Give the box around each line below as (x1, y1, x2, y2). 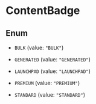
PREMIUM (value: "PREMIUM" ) (14, 80, 80, 86)
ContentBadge (5, 4, 80, 18)
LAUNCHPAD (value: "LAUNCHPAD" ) (14, 68, 91, 75)
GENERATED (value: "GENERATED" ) (14, 56, 91, 63)
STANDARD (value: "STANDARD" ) (14, 91, 86, 98)
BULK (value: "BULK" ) (14, 44, 64, 51)
